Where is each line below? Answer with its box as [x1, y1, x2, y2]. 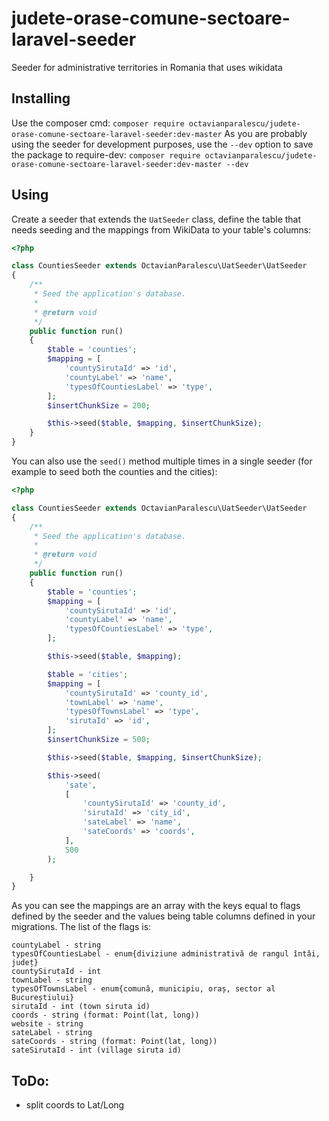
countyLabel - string [11, 940, 102, 951]
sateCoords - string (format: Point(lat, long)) [11, 1037, 218, 1047]
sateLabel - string [11, 1028, 93, 1038]
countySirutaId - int [11, 967, 102, 977]
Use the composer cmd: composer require [11, 117, 185, 129]
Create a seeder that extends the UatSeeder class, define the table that [11, 213, 302, 225]
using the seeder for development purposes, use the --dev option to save [11, 138, 314, 150]
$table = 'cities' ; [47, 669, 129, 679]
